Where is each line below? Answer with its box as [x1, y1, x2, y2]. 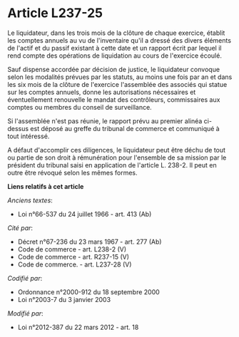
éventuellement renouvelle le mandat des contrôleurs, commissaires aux [7, 95, 220, 104]
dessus [7, 124, 29, 133]
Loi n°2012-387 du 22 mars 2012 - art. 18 [17, 323, 139, 331]
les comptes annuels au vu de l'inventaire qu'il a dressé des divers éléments [7, 36, 232, 44]
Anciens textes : [7, 196, 54, 204]
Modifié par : [7, 309, 44, 318]
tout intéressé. [7, 132, 50, 140]
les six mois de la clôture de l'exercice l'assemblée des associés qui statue [7, 80, 228, 88]
